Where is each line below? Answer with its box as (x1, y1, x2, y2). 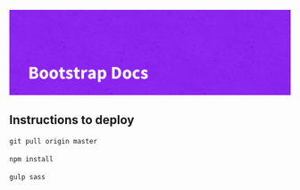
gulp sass (9, 173, 46, 182)
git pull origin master (9, 137, 98, 146)
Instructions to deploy (9, 112, 135, 128)
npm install (9, 155, 54, 164)
